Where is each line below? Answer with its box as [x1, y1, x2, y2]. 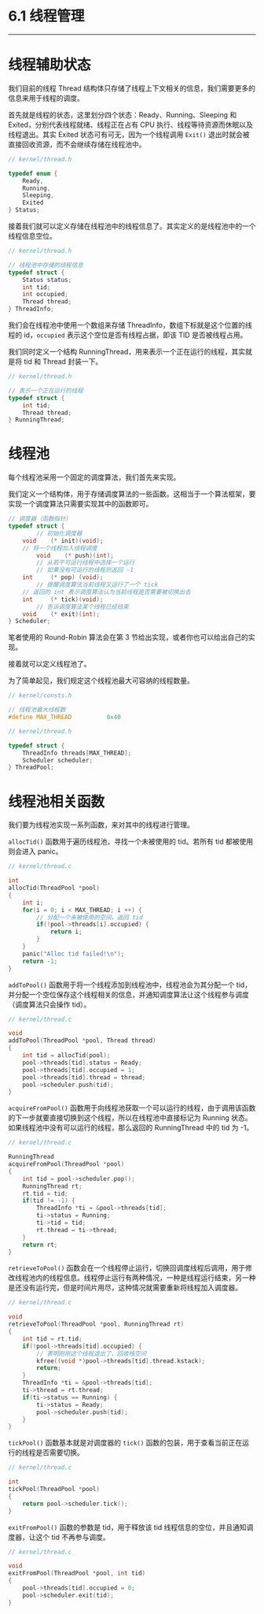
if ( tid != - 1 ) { [22, 1197, 76, 1205]
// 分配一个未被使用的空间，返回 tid [36, 913, 143, 922]
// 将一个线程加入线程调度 [22, 544, 97, 552]
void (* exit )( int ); [22, 610, 101, 618]
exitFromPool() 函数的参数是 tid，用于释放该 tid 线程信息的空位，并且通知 [8, 1522, 247, 1532]
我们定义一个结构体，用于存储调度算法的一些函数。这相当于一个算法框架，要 [8, 489, 256, 499]
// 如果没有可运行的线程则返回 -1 [36, 566, 134, 574]
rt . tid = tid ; [22, 1189, 68, 1197]
